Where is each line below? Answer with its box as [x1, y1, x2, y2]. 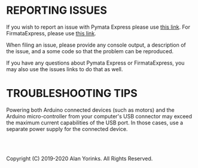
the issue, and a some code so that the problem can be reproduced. [6, 47, 174, 54]
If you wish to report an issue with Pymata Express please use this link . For [6, 23, 190, 30]
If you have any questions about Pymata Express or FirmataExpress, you [6, 59, 185, 66]
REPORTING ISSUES [6, 4, 108, 17]
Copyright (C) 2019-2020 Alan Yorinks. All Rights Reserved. [6, 155, 153, 162]
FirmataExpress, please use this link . [6, 29, 97, 36]
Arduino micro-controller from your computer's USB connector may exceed [6, 112, 193, 120]
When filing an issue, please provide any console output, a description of [6, 41, 187, 48]
